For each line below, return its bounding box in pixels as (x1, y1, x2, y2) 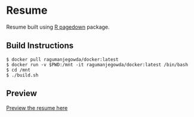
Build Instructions (6, 41, 74, 51)
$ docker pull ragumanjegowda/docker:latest (6, 56, 119, 63)
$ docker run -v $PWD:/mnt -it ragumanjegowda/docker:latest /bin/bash (6, 61, 188, 67)
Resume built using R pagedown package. (6, 23, 110, 30)
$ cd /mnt (6, 67, 31, 73)
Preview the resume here (6, 104, 68, 111)
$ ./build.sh (6, 72, 39, 78)
